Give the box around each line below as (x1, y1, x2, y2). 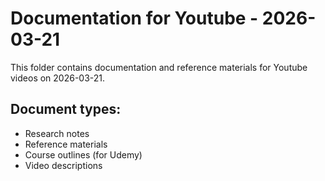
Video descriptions (24, 159, 103, 171)
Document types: (10, 101, 122, 118)
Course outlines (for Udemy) (24, 148, 143, 161)
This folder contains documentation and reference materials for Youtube (10, 61, 308, 73)
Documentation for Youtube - (10, 7, 259, 30)
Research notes (24, 127, 90, 139)
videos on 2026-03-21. (10, 72, 106, 84)
